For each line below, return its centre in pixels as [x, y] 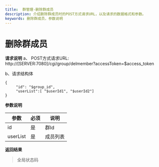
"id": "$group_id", [35, 87]
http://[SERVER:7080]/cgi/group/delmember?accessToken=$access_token [79, 64]
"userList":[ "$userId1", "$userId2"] [55, 91]
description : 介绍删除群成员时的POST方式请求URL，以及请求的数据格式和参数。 [76, 14]
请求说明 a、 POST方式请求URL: [37, 58]
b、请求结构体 [19, 74]
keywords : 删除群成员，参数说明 [34, 18]
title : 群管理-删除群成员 [29, 9]
